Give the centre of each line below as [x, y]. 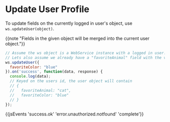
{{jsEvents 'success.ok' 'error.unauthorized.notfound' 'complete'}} [75, 114]
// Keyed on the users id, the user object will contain [71, 81]
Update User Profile [47, 9]
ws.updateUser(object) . [30, 28]
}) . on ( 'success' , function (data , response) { [54, 72]
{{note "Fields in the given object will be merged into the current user [77, 38]
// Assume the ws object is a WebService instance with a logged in [79, 53]
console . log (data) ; [30, 77]
